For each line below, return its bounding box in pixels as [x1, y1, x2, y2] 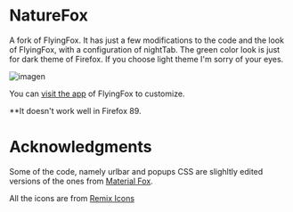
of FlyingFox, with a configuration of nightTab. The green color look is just [9, 44, 281, 54]
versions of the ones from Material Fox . [9, 175, 153, 186]
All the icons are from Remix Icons [9, 192, 135, 203]
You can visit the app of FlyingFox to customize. [9, 88, 185, 99]
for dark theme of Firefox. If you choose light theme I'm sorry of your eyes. [9, 53, 284, 64]
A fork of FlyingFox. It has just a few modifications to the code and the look [9, 35, 285, 45]
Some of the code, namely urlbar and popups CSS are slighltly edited [9, 166, 264, 176]
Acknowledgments [9, 137, 153, 157]
